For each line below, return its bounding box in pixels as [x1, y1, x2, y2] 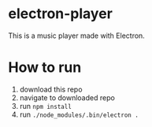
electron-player [8, 5, 113, 23]
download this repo [19, 84, 83, 94]
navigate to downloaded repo [19, 92, 116, 103]
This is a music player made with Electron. [8, 31, 146, 40]
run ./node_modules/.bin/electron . [19, 110, 139, 119]
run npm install [19, 101, 72, 110]
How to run [8, 58, 82, 77]
